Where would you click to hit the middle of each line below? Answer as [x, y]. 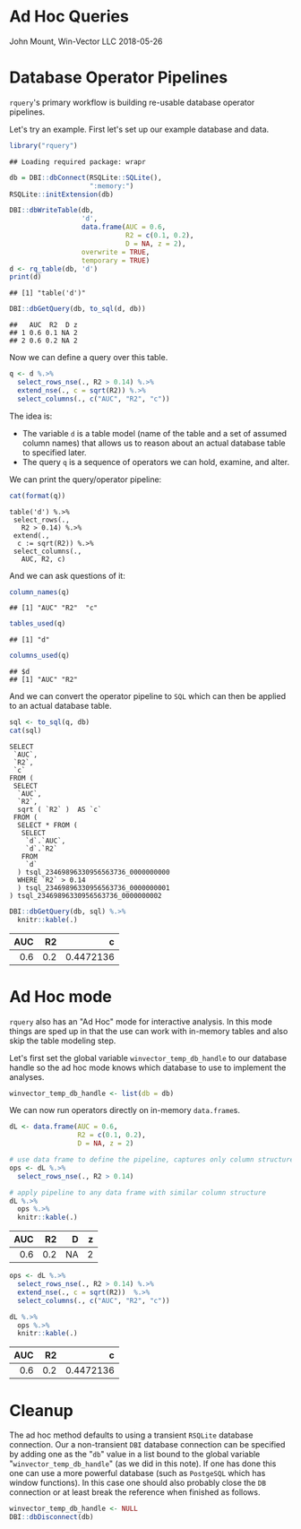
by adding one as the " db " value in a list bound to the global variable [135, 1455]
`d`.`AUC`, [46, 841]
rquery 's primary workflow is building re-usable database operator [132, 102]
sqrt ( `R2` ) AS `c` [60, 809]
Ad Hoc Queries [69, 17]
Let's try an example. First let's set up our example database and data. [139, 129]
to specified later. [54, 452]
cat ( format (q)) [38, 496]
